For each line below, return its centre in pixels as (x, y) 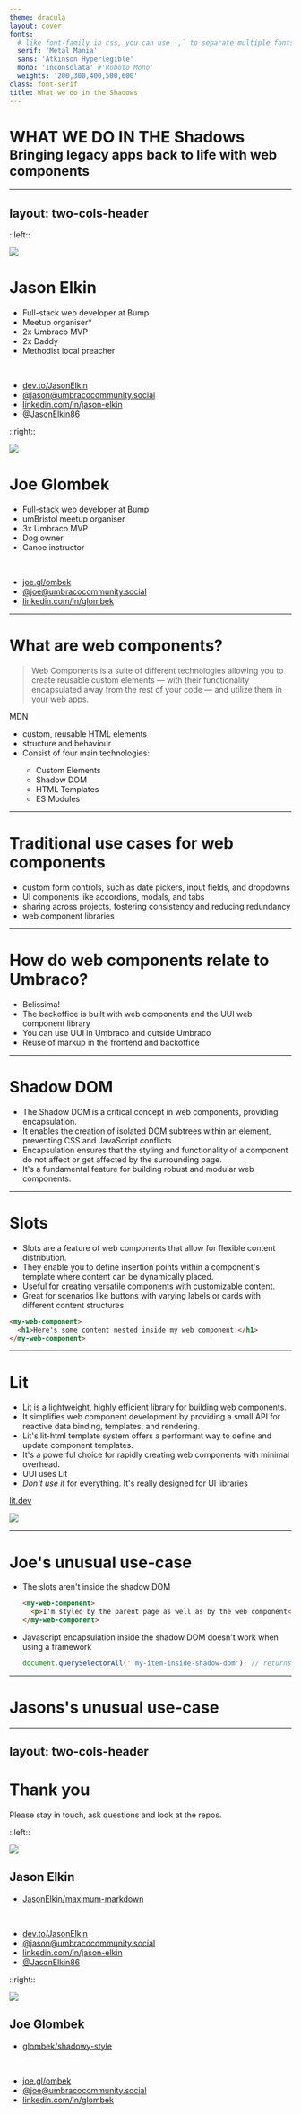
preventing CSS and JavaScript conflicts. (98, 1140)
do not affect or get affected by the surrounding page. (122, 1159)
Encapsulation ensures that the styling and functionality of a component (155, 1150)
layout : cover (36, 26)
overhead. (41, 1464)
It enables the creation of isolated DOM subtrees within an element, (146, 1131)
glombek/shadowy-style (67, 2046)
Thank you (50, 1790)
